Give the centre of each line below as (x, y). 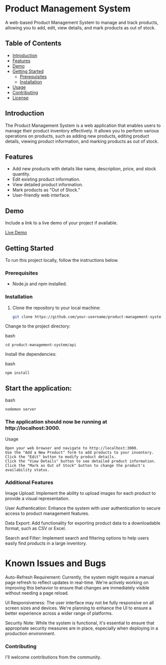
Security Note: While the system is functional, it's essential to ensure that (80, 623)
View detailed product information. (48, 185)
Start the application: (38, 388)
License (20, 98)
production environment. (30, 633)
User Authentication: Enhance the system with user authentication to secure (83, 508)
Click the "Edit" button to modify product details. (61, 457)
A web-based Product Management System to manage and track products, (82, 22)
